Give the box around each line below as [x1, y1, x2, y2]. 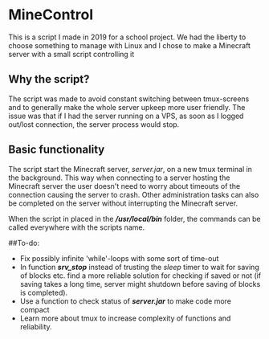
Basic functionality [8, 143, 105, 157]
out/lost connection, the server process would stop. [8, 119, 180, 129]
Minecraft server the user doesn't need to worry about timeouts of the [8, 181, 241, 190]
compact [19, 304, 50, 314]
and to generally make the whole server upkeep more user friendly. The [8, 102, 246, 112]
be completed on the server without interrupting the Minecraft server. [8, 198, 238, 208]
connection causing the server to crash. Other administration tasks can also [8, 190, 259, 199]
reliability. [19, 321, 52, 331]
